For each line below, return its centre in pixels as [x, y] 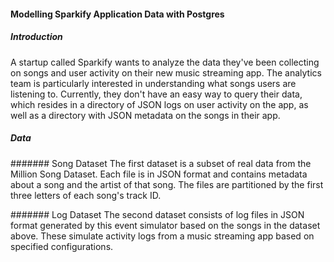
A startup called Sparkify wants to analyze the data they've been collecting [165, 62]
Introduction [36, 37]
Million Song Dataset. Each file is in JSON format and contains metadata [159, 174]
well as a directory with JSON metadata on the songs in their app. [145, 115]
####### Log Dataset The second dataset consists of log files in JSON [157, 214]
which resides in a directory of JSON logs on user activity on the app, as [159, 104]
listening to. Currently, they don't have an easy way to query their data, [156, 94]
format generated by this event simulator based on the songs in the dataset [165, 225]
